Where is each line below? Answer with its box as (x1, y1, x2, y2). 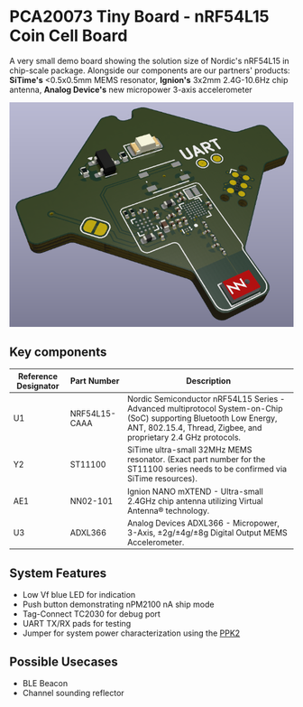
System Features (9, 565, 106, 581)
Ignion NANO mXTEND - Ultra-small (127, 486, 263, 497)
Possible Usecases (9, 654, 119, 669)
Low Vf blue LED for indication (22, 590, 136, 600)
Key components (9, 345, 107, 360)
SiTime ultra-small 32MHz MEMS (127, 444, 252, 455)
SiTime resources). (127, 473, 198, 484)
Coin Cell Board (9, 25, 128, 46)
